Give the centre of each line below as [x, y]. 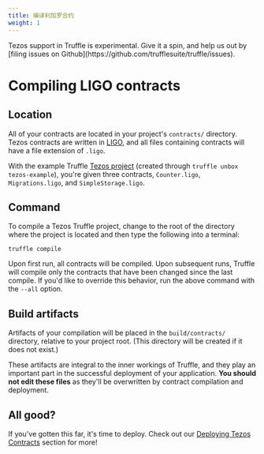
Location [30, 115]
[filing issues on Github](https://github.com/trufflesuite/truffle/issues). [122, 54]
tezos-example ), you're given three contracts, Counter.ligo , [104, 174]
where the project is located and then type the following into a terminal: [124, 235]
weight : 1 [24, 23]
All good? [32, 415]
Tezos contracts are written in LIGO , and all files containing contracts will [126, 142]
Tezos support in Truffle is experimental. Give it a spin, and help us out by [128, 45]
